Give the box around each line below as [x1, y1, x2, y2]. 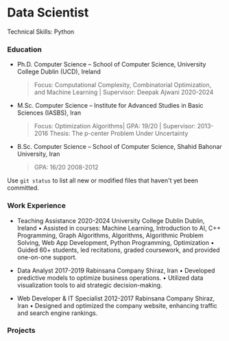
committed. [7, 184, 40, 192]
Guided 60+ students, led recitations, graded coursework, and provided [16, 246, 220, 254]
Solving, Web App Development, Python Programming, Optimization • [16, 238, 215, 246]
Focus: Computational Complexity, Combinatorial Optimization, [34, 81, 212, 89]
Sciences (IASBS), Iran [16, 108, 81, 117]
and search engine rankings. [16, 309, 98, 317]
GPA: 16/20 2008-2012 [34, 163, 99, 172]
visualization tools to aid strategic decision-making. [16, 281, 162, 289]
